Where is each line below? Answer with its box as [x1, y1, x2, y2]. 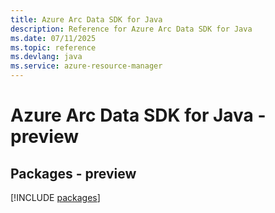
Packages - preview [10, 165, 137, 182]
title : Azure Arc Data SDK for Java [10, 14, 163, 25]
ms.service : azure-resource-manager [10, 61, 163, 71]
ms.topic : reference [10, 42, 97, 53]
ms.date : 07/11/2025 [10, 33, 97, 43]
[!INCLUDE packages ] [10, 192, 101, 203]
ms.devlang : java [10, 52, 83, 62]
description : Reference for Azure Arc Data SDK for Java [10, 24, 253, 34]
